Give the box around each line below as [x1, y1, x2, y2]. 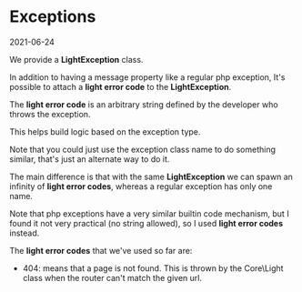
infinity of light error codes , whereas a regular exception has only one [9, 180, 273, 192]
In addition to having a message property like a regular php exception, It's [9, 71, 286, 83]
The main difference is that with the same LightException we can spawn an [9, 171, 294, 182]
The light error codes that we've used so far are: [9, 245, 193, 256]
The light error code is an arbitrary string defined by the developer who [9, 98, 279, 110]
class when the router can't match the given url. [22, 272, 203, 283]
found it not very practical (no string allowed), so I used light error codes [9, 217, 284, 228]
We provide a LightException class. [9, 54, 144, 65]
